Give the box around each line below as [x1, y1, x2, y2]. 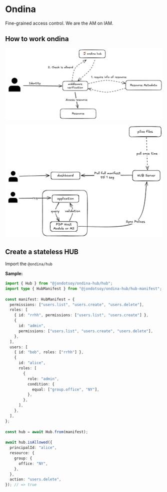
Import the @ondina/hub [5, 261, 52, 267]
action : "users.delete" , [9, 477, 61, 482]
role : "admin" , [27, 376, 59, 381]
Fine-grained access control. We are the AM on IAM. [5, 20, 113, 26]
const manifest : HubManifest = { [5, 297, 75, 302]
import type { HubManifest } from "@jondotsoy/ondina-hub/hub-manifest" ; [5, 286, 162, 291]
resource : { [9, 451, 35, 456]
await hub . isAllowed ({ [5, 440, 52, 445]
